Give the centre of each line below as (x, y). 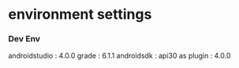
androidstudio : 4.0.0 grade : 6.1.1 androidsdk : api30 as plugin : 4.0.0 (119, 55)
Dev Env (24, 39)
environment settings (80, 14)
